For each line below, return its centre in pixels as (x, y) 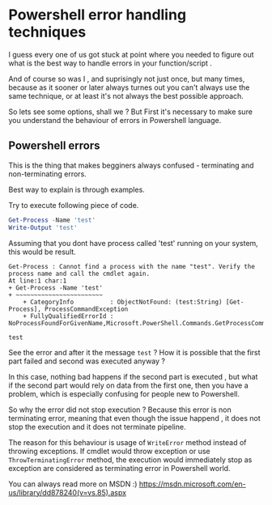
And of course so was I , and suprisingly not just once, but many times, (127, 79)
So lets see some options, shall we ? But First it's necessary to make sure (131, 112)
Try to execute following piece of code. (74, 205)
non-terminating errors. (47, 174)
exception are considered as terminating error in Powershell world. (119, 468)
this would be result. (42, 252)
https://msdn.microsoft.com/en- (193, 484)
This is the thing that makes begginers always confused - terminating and (131, 165)
